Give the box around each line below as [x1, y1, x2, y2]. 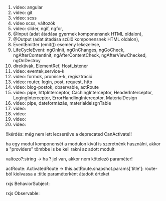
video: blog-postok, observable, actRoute [13, 84, 99, 90]
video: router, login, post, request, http [13, 79, 92, 85]
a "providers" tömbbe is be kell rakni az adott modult [6, 146, 115, 152]
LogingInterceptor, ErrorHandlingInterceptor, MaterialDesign [13, 95, 137, 101]
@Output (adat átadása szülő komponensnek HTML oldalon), [13, 36, 139, 42]
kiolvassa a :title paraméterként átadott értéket [13, 171, 110, 177]
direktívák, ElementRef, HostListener [13, 63, 88, 69]
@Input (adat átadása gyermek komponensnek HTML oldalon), [13, 31, 143, 37]
